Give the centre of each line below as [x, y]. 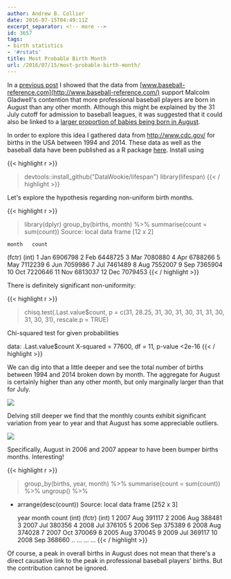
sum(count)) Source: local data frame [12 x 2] [89, 231]
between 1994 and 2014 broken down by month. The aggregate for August [113, 374]
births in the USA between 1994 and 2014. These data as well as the [104, 142]
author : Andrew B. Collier [46, 14]
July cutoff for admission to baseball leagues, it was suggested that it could [115, 114]
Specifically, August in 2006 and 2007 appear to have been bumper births [113, 449]
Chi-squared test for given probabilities [63, 332]
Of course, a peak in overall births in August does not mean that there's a [111, 553]
